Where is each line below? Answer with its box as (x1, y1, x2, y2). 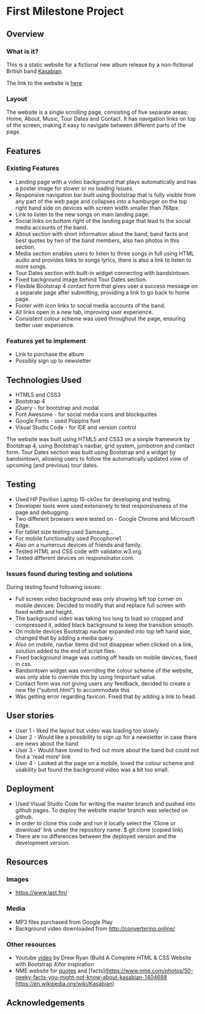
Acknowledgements (6, 997, 85, 1008)
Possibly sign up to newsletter (15, 357, 92, 365)
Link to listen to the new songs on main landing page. (15, 210, 150, 218)
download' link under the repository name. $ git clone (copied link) (15, 826, 184, 833)
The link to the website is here (6, 79, 83, 86)
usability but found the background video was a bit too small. (15, 766, 170, 773)
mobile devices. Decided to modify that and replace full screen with (15, 602, 186, 609)
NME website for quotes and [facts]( (15, 967, 107, 974)
